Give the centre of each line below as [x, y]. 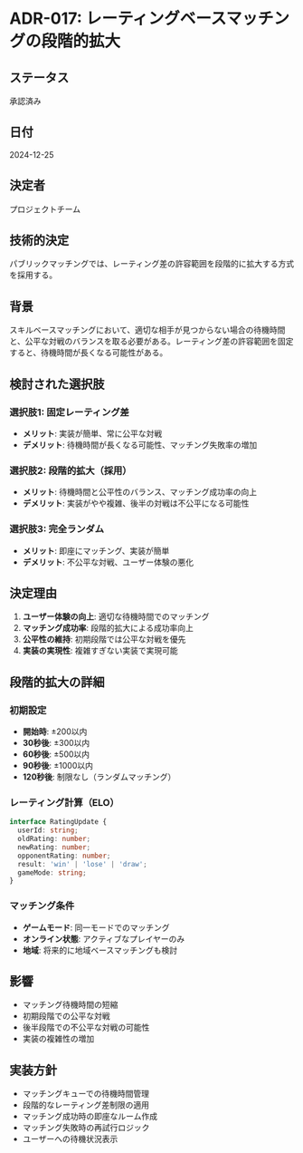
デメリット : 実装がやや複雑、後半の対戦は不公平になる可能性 [136, 503]
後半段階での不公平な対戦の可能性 [86, 1027]
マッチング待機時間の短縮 [70, 1005]
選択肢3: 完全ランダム [57, 529]
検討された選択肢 [57, 384]
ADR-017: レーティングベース [118, 19]
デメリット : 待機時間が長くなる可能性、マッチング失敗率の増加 [140, 444]
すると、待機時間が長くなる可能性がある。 [89, 353]
